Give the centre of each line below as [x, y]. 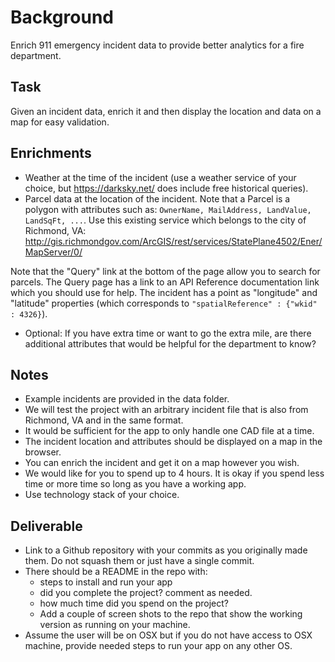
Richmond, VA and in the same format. [104, 420]
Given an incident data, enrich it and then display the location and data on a [166, 111]
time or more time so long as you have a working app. [135, 484]
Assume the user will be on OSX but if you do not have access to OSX [168, 635]
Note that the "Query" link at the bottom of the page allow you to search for [165, 271]
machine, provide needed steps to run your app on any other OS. [158, 646]
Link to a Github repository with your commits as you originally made [166, 550]
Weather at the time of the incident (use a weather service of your [160, 177]
